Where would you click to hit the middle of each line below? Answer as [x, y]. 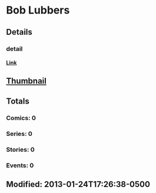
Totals [18, 101]
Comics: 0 [21, 118]
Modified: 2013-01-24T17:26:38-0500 [78, 184]
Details [19, 32]
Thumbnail [26, 81]
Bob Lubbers [38, 10]
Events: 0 [20, 165]
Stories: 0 [21, 149]
